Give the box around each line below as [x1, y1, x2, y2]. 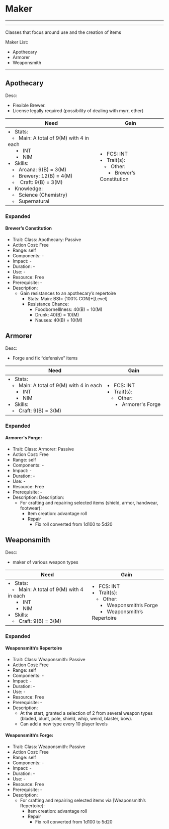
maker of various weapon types [12, 559, 79, 565]
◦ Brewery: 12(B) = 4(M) [12, 172, 73, 179]
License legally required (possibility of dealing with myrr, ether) [12, 107, 144, 114]
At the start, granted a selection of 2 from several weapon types [20, 710, 153, 716]
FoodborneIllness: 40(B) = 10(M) [35, 306, 103, 312]
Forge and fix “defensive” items [12, 355, 78, 361]
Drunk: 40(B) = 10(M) [35, 311, 79, 317]
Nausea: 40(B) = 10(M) [35, 317, 83, 323]
